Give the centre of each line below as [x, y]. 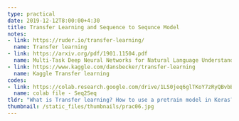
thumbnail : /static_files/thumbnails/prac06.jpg [81, 107]
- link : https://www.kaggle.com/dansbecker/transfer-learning [101, 67]
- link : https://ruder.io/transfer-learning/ [76, 41]
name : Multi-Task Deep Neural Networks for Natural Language [106, 60]
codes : [17, 80]
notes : [17, 34]
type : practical [31, 14]
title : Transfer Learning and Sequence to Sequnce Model [94, 27]
